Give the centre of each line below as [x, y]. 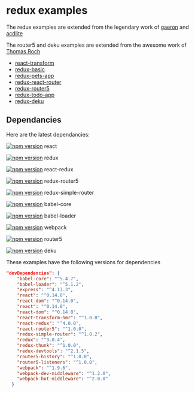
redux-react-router [38, 82]
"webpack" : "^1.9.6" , [44, 368]
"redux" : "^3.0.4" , [41, 340]
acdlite [14, 33]
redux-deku [29, 101]
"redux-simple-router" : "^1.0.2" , [60, 334]
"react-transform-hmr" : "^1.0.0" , [60, 318]
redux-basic [30, 69]
